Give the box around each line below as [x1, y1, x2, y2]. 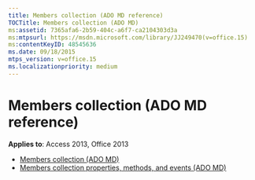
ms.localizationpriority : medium [8, 63, 118, 71]
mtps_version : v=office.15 [8, 56, 97, 64]
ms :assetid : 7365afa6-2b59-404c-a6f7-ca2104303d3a [8, 26, 178, 34]
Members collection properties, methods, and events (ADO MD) [19, 163, 227, 172]
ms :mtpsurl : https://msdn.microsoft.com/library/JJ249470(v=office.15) [8, 33, 248, 42]
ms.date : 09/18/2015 [8, 48, 76, 56]
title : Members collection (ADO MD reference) [8, 11, 164, 20]
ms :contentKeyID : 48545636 [8, 41, 97, 49]
